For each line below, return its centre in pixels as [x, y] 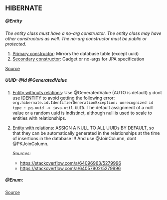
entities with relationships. [39, 118]
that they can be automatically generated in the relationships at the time [86, 133]
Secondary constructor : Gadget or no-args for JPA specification [78, 59]
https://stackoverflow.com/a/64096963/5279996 [70, 163]
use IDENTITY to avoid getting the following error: [64, 98]
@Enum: [14, 180]
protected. [16, 44]
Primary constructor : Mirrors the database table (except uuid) [76, 54]
